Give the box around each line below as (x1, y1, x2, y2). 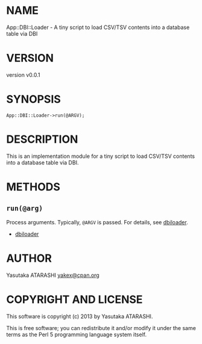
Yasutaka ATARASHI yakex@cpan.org (6, 271, 99, 279)
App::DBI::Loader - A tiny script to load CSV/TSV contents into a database (6, 24, 190, 31)
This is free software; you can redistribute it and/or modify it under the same (6, 324, 196, 331)
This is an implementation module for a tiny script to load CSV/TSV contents (6, 152, 195, 160)
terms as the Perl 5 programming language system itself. (6, 331, 147, 338)
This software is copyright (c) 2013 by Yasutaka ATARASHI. (6, 313, 153, 320)
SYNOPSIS (6, 92, 62, 106)
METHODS (6, 180, 60, 193)
